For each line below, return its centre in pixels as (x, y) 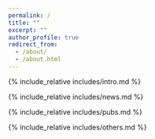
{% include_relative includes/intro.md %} (75, 81)
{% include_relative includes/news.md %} (76, 97)
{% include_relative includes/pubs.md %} (76, 112)
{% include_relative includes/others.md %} (77, 127)
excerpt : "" (28, 30)
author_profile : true (44, 37)
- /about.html (38, 60)
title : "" (24, 23)
